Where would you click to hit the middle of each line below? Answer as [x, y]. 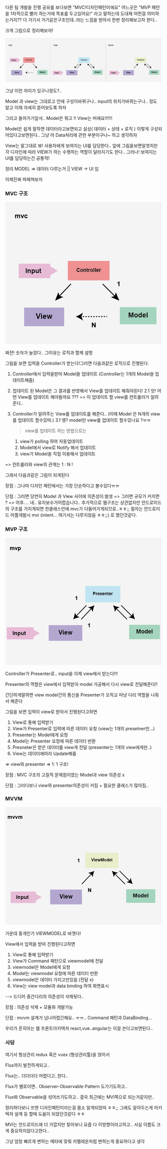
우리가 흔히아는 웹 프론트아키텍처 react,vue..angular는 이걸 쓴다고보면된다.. [79, 1029]
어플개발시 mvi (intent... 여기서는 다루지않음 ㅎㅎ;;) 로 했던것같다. [74, 515]
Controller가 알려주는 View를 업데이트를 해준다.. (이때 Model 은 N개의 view [86, 414]
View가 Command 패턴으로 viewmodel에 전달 [58, 961]
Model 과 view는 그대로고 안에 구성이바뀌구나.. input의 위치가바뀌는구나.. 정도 [81, 101]
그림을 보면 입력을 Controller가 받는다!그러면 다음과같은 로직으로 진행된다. [77, 363]
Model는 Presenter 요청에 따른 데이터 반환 [54, 741]
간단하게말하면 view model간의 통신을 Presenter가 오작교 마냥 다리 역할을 [77, 695]
